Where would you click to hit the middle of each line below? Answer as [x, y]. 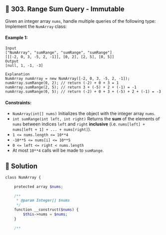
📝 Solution [21, 166]
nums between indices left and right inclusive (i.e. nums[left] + [79, 124]
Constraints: [18, 103]
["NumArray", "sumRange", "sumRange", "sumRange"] [59, 53]
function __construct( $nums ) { [46, 210]
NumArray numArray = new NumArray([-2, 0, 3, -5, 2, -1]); [68, 79]
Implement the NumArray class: [36, 26]
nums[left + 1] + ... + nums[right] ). [52, 129]
